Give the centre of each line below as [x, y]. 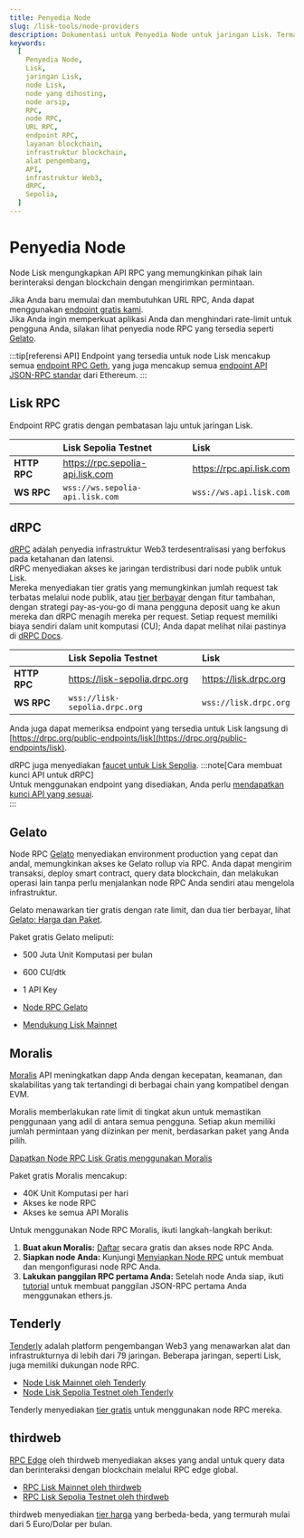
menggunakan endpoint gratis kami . [76, 309]
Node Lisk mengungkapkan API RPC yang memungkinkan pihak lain [136, 272]
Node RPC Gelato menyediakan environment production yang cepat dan [144, 854]
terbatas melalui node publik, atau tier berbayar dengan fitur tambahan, [142, 597]
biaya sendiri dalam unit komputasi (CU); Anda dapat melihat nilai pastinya [148, 626]
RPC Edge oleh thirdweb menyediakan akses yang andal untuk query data [147, 1460]
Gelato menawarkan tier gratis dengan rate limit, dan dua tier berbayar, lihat [150, 910]
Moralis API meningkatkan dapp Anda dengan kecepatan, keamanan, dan [146, 1075]
